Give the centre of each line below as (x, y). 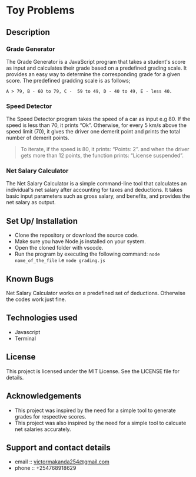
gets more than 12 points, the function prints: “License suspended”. (102, 156)
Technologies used (42, 318)
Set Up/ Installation (42, 221)
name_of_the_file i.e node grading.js (60, 260)
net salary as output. (31, 202)
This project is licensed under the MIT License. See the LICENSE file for (93, 371)
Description (28, 32)
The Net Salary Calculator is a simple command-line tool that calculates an (97, 184)
